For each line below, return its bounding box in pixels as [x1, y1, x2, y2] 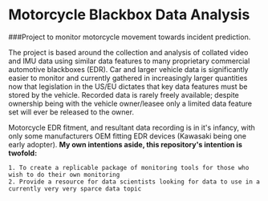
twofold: [8, 148, 38, 158]
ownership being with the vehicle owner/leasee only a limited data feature [8, 98, 253, 108]
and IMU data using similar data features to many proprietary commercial [8, 56, 250, 66]
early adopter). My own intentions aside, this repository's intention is [8, 139, 242, 149]
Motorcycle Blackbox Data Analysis [8, 6, 250, 24]
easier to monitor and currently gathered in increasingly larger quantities [8, 73, 248, 82]
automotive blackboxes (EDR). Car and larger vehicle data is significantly [8, 64, 249, 74]
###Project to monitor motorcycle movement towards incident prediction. [8, 32, 251, 42]
